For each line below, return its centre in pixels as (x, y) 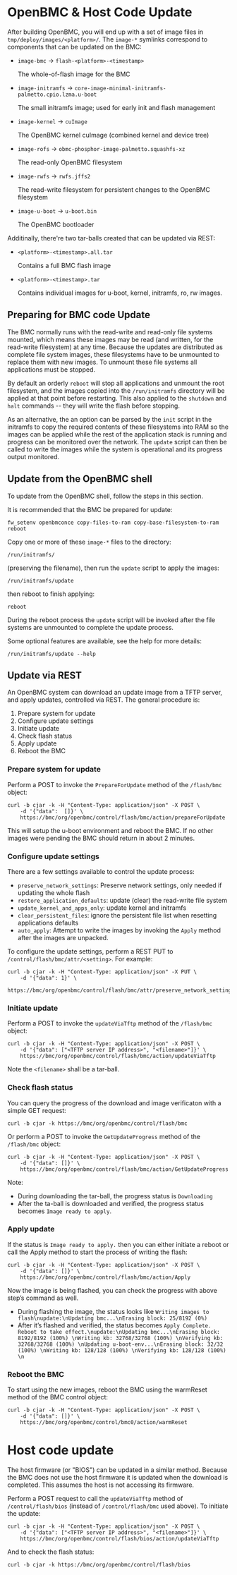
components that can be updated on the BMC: (75, 47)
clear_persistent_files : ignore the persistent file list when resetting (117, 915)
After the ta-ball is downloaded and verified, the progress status (111, 1203)
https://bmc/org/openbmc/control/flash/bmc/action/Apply (105, 1277)
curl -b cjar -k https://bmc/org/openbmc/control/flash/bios (99, 1565)
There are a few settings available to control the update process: (101, 871)
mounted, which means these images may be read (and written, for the (110, 339)
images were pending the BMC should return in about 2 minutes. (101, 838)
